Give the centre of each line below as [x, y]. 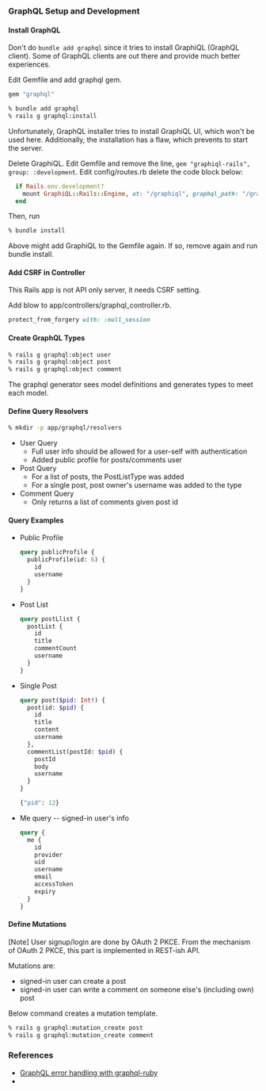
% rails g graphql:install [53, 116]
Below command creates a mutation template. [83, 1013]
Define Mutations [38, 924]
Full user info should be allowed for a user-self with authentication [139, 452]
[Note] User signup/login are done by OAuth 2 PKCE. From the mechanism [129, 942]
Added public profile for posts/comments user [107, 460]
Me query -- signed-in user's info [74, 817]
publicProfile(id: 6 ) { [66, 560]
